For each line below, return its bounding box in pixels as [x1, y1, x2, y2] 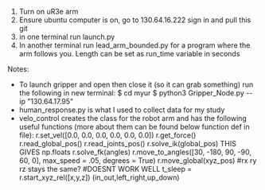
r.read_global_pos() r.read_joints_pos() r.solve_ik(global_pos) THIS [18, 139, 236, 148]
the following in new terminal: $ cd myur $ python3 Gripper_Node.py [18, 88, 244, 98]
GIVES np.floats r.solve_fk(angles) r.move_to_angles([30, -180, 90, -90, [18, 147, 252, 157]
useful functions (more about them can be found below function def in [18, 122, 250, 131]
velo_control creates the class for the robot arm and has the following [18, 114, 247, 122]
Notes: [7, 64, 29, 74]
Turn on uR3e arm [18, 7, 79, 16]
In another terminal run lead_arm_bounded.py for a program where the [18, 41, 251, 50]
